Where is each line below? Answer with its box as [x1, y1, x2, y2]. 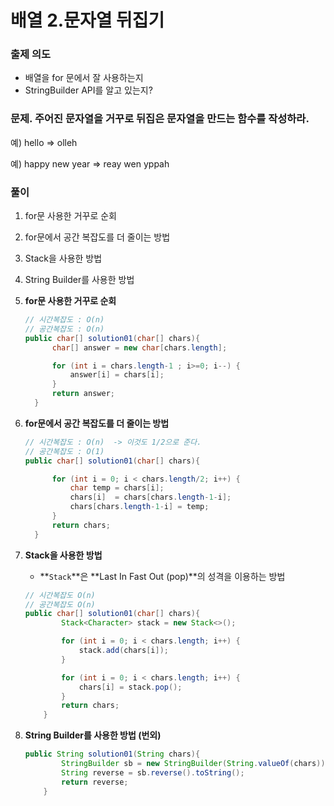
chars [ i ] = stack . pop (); [78, 682, 183, 692]
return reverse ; [61, 777, 129, 787]
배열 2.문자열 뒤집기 [10, 9, 165, 32]
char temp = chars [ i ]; [69, 483, 165, 493]
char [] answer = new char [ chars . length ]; [51, 342, 228, 353]
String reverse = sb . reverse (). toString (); [61, 767, 245, 778]
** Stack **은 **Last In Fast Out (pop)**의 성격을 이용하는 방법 [39, 570, 286, 582]
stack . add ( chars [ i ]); [78, 646, 169, 656]
